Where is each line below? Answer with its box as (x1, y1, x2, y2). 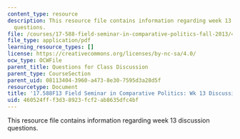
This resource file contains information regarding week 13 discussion (7, 116, 211, 125)
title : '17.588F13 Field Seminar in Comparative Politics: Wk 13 (7, 90, 206, 97)
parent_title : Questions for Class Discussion (7, 63, 149, 71)
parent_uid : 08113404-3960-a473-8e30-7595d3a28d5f (7, 76, 161, 84)
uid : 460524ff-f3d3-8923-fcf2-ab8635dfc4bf (7, 97, 139, 104)
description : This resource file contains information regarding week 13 (7, 17, 232, 24)
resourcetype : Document (7, 83, 79, 91)
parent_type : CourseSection (7, 70, 91, 77)
